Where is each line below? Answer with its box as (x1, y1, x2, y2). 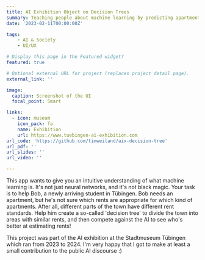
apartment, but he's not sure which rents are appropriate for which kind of (6, 197, 193, 203)
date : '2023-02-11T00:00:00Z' (6, 20, 84, 26)
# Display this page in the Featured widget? (6, 54, 124, 60)
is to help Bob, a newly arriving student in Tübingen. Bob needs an (6, 190, 173, 197)
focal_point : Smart (12, 98, 62, 104)
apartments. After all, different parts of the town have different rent (6, 203, 174, 210)
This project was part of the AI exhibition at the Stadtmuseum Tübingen (6, 234, 186, 241)
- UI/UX (17, 43, 37, 49)
